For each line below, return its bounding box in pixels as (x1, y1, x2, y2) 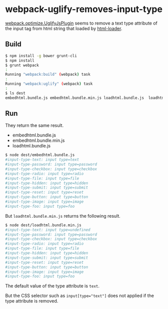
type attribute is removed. (5, 298, 58, 304)
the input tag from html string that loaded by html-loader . (5, 25, 122, 31)
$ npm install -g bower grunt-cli (5, 53, 77, 58)
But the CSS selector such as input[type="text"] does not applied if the (5, 292, 154, 299)
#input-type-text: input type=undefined (5, 227, 91, 232)
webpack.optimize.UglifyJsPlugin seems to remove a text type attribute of (5, 20, 157, 26)
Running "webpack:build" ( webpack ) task (5, 72, 91, 77)
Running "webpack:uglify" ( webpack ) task (5, 81, 93, 86)
